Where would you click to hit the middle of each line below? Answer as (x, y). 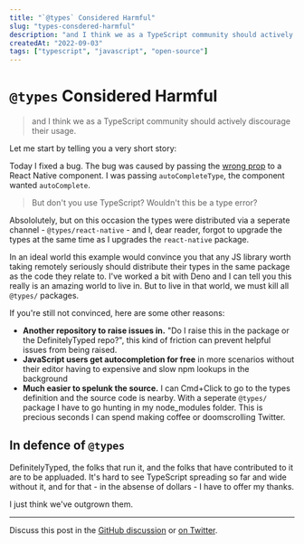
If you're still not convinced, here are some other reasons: (117, 313)
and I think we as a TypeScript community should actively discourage (161, 121)
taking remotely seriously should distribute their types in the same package (150, 267)
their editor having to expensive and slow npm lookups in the (136, 369)
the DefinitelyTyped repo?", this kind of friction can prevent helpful (147, 340)
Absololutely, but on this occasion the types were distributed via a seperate (150, 220)
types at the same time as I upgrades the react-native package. (129, 240)
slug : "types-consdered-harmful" (72, 26)
